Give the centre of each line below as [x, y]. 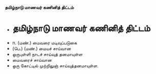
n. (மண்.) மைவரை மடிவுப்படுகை [44, 42]
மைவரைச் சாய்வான [32, 60]
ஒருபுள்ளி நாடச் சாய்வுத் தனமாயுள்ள [47, 54]
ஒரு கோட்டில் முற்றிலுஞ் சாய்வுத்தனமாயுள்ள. [55, 65]
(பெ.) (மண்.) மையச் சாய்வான [41, 48]
